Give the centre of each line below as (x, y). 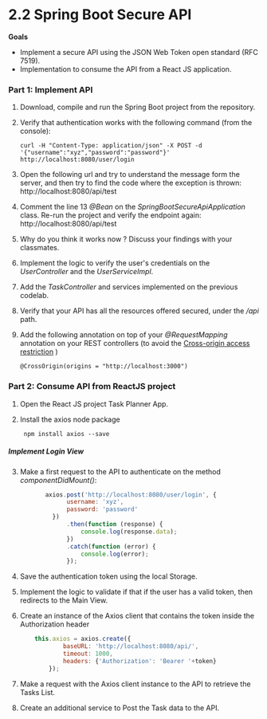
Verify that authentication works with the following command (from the (136, 123)
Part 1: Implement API (51, 89)
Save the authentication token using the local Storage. (108, 576)
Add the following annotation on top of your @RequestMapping (124, 335)
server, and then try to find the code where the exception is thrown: (130, 183)
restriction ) (39, 352)
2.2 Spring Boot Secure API (100, 15)
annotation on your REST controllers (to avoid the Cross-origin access (135, 344)
